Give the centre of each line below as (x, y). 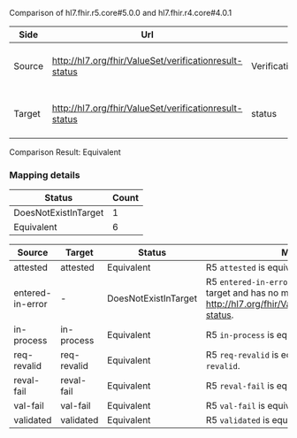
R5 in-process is (240, 335)
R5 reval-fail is (240, 386)
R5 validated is (238, 420)
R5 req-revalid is (242, 355)
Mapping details (45, 174)
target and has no (242, 293)
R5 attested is (235, 267)
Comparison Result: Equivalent (65, 152)
